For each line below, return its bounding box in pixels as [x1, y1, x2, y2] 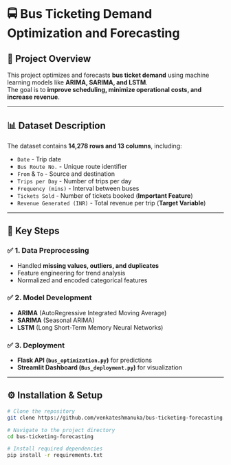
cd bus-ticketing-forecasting [7, 433, 94, 440]
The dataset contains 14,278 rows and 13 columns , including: [7, 141, 182, 150]
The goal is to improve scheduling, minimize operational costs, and [7, 86, 202, 93]
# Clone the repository [7, 407, 76, 415]
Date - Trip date [16, 155, 62, 163]
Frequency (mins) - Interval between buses [16, 184, 140, 192]
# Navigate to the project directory [7, 427, 115, 433]
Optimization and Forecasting [7, 25, 180, 41]
